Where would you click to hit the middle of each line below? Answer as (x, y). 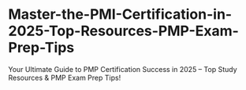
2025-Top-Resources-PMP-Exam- (123, 31)
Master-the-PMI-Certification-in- (120, 14)
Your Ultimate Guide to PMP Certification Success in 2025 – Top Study (123, 69)
